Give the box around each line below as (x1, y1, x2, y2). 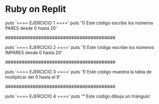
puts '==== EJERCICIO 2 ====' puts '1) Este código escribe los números (5, 44, 155, 50)
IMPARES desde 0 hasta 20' (5, 50, 63, 55)
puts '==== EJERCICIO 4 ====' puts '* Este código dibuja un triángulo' (5, 93, 151, 99)
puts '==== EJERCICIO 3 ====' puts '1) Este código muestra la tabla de (5, 68, 152, 75)
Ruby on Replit (5, 3, 66, 15)
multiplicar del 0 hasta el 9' (5, 74, 61, 80)
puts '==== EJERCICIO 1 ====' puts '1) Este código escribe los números (5, 20, 154, 26)
